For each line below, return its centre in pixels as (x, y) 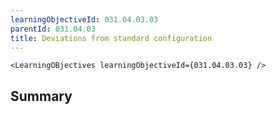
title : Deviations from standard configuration (111, 38)
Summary (41, 96)
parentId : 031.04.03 (53, 29)
